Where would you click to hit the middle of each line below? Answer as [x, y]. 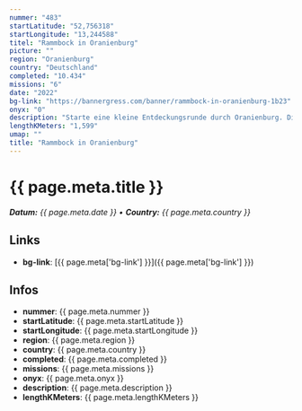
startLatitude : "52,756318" [62, 26]
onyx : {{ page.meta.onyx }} [73, 379]
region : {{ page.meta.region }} [79, 340]
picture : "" [31, 51]
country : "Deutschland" [54, 68]
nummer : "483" [36, 17]
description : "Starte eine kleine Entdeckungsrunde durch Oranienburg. [146, 118]
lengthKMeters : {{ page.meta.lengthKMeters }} [111, 398]
